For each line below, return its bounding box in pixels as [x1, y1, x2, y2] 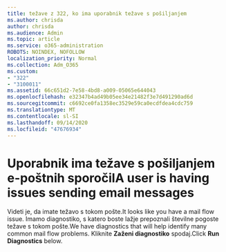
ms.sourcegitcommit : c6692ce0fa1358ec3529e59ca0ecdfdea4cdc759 [7, 100, 194, 107]
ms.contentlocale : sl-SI [7, 113, 79, 119]
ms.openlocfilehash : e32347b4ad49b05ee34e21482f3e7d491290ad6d [7, 94, 194, 101]
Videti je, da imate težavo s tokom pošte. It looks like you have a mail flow [7, 208, 215, 216]
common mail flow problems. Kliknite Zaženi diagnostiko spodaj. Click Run [7, 229, 220, 238]
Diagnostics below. [7, 237, 63, 245]
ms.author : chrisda [7, 17, 64, 23]
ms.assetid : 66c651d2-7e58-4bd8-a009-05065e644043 [7, 87, 156, 94]
